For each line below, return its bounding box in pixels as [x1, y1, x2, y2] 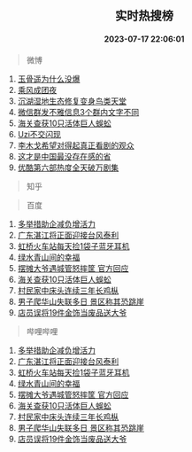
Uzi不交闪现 [17, 129, 62, 139]
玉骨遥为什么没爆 [17, 74, 81, 84]
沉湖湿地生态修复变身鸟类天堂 [17, 96, 127, 106]
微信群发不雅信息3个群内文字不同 [17, 106, 140, 117]
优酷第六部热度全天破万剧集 [17, 162, 119, 173]
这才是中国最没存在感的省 [17, 151, 111, 161]
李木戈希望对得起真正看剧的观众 [17, 140, 134, 151]
